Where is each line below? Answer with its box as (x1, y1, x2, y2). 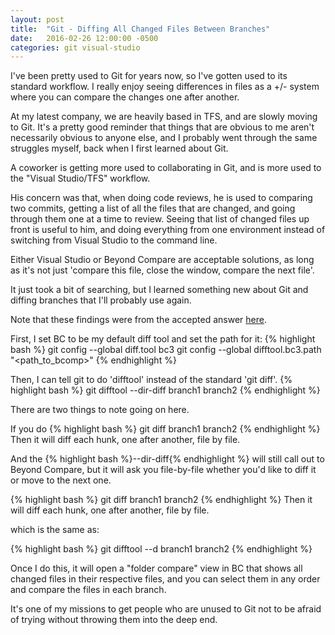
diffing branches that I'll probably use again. (10, 294, 192, 306)
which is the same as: (10, 524, 100, 536)
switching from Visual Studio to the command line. (10, 234, 218, 246)
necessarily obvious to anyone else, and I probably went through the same (10, 132, 318, 144)
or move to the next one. (10, 474, 112, 486)
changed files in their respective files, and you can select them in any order (10, 573, 321, 585)
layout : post (10, 14, 65, 25)
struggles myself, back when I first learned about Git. (10, 142, 229, 155)
